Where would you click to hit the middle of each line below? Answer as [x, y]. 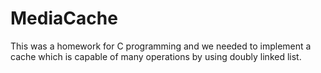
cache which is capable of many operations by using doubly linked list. [156, 56]
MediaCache [64, 18]
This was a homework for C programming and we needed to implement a [161, 46]
